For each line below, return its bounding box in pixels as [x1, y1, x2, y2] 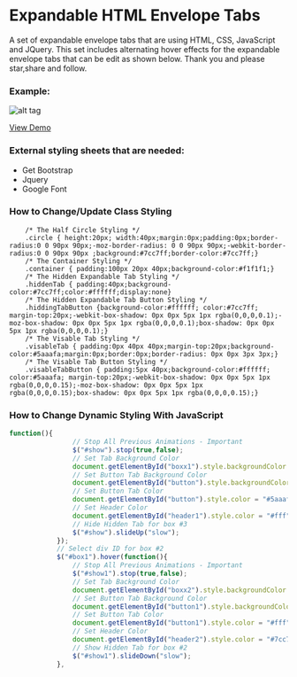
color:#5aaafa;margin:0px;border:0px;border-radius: [9, 349, 208, 359]
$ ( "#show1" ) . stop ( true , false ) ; [72, 569, 188, 578]
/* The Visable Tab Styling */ [25, 334, 141, 343]
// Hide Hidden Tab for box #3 [72, 519, 188, 528]
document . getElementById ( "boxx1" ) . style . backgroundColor [72, 462, 287, 471]
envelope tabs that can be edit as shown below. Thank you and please [9, 53, 265, 64]
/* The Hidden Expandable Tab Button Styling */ [25, 295, 208, 304]
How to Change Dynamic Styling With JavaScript [9, 409, 224, 421]
